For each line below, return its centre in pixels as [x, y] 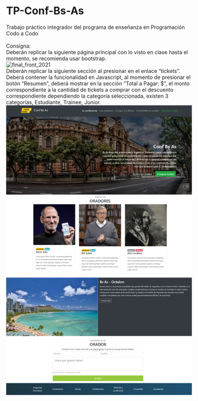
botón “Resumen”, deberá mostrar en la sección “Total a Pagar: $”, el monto [98, 83]
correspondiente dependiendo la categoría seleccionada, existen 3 [88, 96]
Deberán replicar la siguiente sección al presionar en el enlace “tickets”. [93, 71]
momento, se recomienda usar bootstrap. [56, 58]
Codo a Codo [22, 33]
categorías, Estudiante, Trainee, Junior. [54, 102]
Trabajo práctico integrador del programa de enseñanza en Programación [95, 27]
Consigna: [19, 46]
